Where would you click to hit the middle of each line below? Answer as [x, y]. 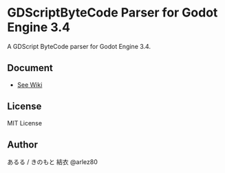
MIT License [25, 123]
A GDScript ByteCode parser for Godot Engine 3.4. [79, 46]
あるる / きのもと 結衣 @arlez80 [52, 162]
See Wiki [30, 85]
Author [22, 144]
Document [30, 68]
